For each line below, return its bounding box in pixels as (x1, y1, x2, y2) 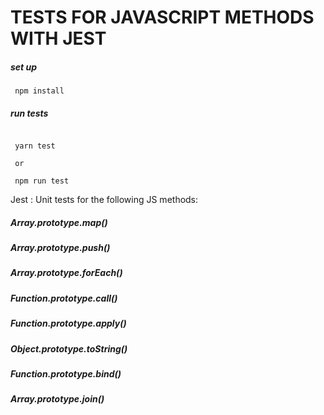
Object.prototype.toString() (10, 342, 128, 355)
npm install (14, 86, 65, 96)
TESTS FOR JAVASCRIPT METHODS (10, 6, 315, 29)
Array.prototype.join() (10, 393, 105, 405)
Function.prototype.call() (10, 292, 118, 304)
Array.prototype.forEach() (10, 267, 123, 279)
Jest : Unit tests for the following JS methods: (10, 194, 199, 206)
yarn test (14, 141, 56, 151)
